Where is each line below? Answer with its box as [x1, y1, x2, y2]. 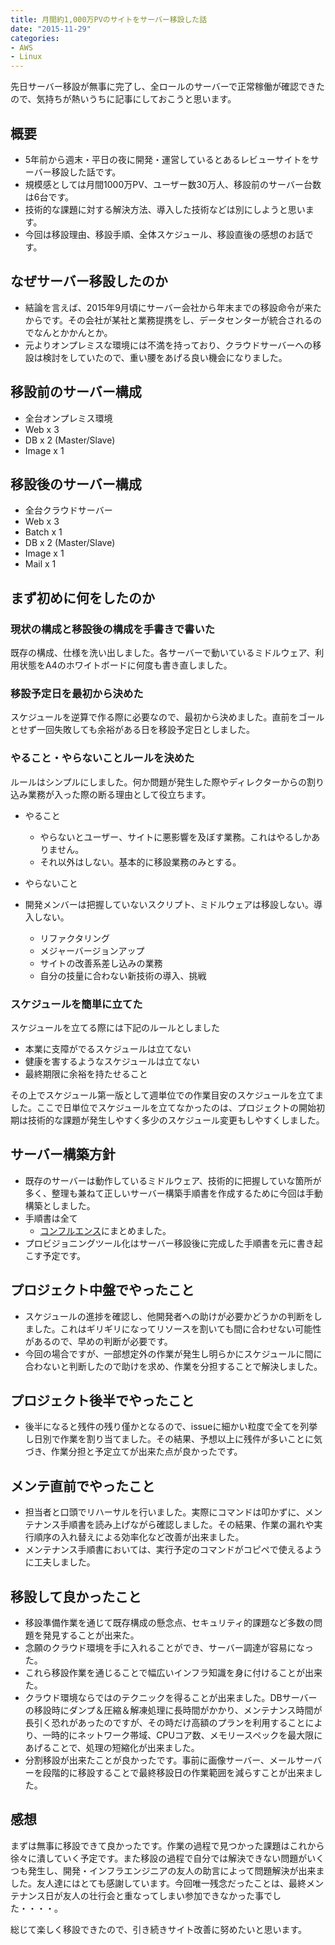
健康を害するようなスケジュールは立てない [24, 1055, 200, 1067]
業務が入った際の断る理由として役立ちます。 [27, 788, 212, 800]
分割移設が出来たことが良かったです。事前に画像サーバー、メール [24, 1754, 297, 1766]
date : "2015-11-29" [10, 24, 92, 34]
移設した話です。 [51, 166, 122, 178]
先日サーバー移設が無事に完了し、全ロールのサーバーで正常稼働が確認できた [10, 81, 325, 93]
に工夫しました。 [24, 1556, 96, 1568]
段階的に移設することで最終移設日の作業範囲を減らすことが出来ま [42, 1767, 315, 1779]
